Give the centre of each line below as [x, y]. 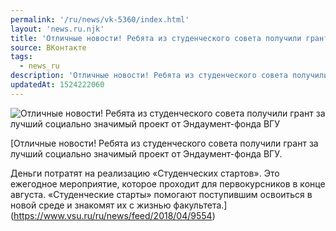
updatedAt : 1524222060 [57, 85]
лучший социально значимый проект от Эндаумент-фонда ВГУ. [146, 153]
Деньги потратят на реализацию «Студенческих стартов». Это [145, 173]
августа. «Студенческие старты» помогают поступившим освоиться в [161, 194]
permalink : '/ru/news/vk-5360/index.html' [100, 19]
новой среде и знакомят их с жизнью [91, 205]
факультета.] [200, 205]
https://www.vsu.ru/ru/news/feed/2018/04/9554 [113, 215]
